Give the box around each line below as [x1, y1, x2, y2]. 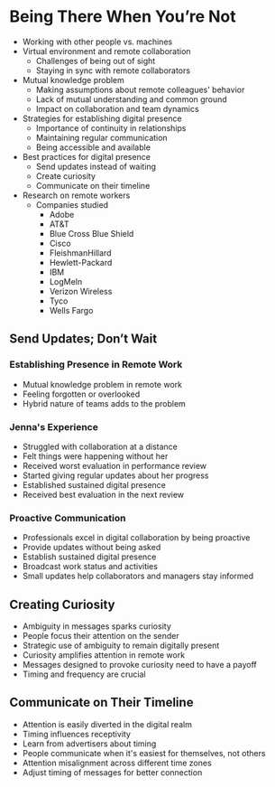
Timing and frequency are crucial [22, 669, 146, 679]
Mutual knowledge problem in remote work [22, 379, 183, 389]
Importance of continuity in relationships [35, 122, 187, 133]
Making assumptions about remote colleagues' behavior [35, 84, 245, 95]
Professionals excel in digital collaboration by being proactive [22, 532, 251, 543]
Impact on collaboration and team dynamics [35, 103, 200, 114]
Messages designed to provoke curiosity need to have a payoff [22, 660, 257, 670]
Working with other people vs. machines [22, 36, 173, 47]
